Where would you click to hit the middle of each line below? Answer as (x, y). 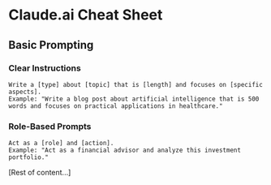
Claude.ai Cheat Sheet (86, 15)
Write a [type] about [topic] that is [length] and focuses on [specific (136, 84)
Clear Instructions (45, 68)
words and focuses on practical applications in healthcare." (116, 106)
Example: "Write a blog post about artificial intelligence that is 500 (134, 99)
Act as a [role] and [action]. (61, 144)
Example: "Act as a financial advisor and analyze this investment (125, 151)
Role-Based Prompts (50, 126)
